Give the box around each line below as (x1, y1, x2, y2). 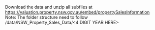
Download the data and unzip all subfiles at (5, 4, 93, 10)
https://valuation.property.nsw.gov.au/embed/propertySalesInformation (5, 9, 150, 15)
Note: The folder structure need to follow (5, 15, 88, 20)
